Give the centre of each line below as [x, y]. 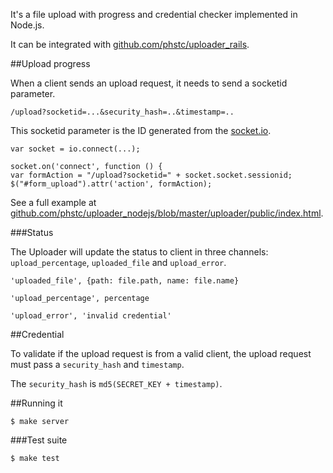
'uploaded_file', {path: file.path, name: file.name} [125, 281]
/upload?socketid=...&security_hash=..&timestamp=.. [122, 112]
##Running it [36, 403]
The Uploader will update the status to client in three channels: [139, 252]
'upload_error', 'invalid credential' [91, 316]
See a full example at [53, 202]
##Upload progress [50, 63]
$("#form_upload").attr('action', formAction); [111, 184]
